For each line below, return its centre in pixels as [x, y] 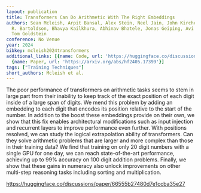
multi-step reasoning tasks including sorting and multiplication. [84, 172]
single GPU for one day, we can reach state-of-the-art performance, [90, 154]
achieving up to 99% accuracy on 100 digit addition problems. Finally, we [96, 160]
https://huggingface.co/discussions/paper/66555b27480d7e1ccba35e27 [96, 184]
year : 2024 [20, 45]
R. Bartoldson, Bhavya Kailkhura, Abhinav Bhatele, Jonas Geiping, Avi [103, 28]
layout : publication [32, 12]
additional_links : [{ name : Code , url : [54, 56]
